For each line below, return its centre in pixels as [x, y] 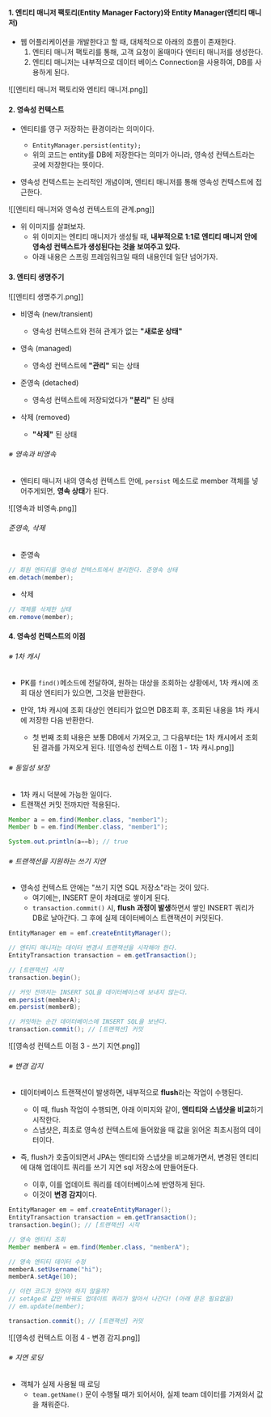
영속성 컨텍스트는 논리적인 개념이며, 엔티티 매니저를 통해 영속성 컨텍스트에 [137, 182]
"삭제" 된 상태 [55, 434]
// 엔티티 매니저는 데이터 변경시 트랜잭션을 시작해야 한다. [93, 948]
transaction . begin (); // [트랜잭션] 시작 [74, 1225]
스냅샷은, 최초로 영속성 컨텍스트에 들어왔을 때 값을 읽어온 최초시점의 [139, 1130]
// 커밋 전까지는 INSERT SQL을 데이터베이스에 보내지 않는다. [98, 992]
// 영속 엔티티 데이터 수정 [47, 1262]
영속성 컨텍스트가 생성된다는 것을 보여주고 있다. [106, 247]
